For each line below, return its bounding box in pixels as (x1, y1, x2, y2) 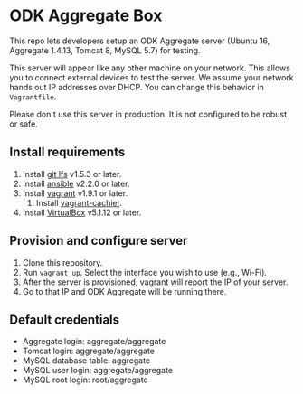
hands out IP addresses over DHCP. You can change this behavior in (9, 81, 264, 92)
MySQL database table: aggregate (22, 355, 151, 366)
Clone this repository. (22, 257, 103, 267)
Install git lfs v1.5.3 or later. (22, 168, 122, 179)
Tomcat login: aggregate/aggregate (22, 345, 156, 357)
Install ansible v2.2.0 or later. (22, 178, 130, 189)
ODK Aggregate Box (9, 5, 163, 26)
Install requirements (9, 145, 126, 160)
